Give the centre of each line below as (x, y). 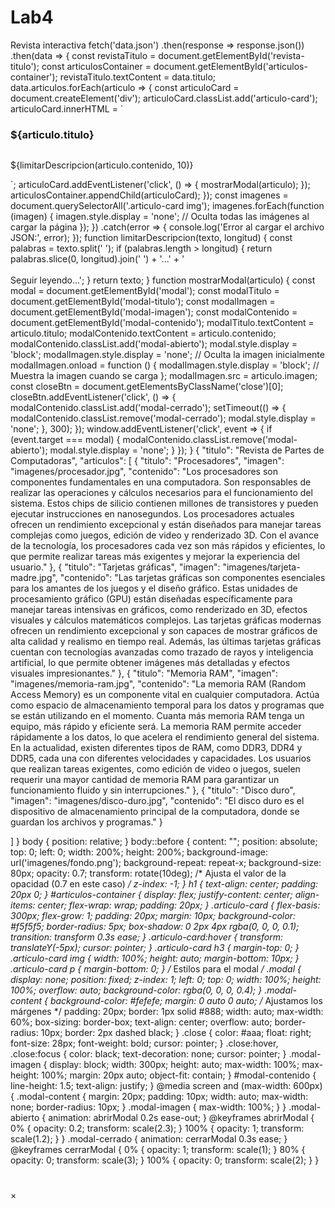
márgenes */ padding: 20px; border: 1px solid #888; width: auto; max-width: (167, 1012)
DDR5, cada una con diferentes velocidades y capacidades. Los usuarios (161, 758)
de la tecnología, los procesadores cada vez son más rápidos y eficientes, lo (168, 546)
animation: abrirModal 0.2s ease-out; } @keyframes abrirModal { (181, 1118)
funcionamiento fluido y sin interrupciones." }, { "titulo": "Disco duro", (153, 790)
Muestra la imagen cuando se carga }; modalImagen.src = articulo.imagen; (164, 376)
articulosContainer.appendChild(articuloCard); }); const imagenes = (149, 195)
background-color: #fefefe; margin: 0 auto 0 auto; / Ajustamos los (186, 1001)
